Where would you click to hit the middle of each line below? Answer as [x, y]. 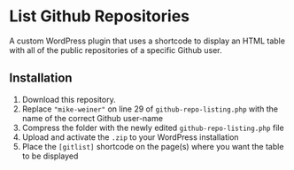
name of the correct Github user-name [93, 118]
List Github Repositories [100, 16]
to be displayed [50, 156]
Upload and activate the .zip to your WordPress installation [130, 137]
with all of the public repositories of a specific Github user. [116, 50]
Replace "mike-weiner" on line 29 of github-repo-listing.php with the [150, 109]
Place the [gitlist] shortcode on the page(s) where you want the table [153, 146]
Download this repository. [69, 99]
